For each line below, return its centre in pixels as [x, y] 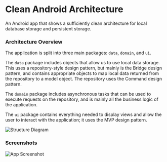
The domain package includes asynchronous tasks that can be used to [78, 94]
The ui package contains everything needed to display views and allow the [83, 114]
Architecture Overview [34, 42]
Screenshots [21, 143]
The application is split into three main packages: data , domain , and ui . [78, 53]
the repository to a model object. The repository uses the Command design [84, 79]
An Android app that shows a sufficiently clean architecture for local [76, 23]
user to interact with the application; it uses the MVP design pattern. [76, 120]
